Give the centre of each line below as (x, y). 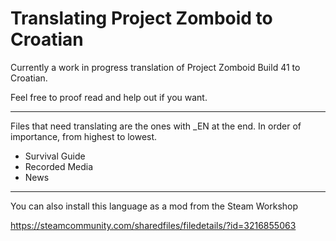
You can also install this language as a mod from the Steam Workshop (154, 206)
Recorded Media (59, 166)
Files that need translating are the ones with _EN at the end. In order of (156, 126)
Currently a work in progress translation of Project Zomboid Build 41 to (155, 67)
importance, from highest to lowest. (84, 136)
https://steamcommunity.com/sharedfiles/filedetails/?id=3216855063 (153, 225)
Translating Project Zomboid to (141, 18)
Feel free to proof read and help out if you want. (109, 97)
